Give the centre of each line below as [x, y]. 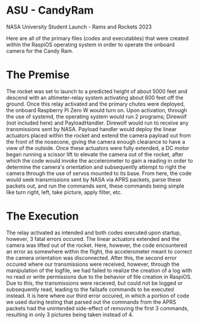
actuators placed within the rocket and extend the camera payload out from [99, 135]
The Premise [38, 75]
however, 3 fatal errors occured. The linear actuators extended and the [93, 239]
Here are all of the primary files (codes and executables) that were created [97, 38]
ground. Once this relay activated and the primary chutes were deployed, [96, 104]
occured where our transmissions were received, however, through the [93, 264]
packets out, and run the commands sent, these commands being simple [95, 186]
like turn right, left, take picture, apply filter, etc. [64, 192]
